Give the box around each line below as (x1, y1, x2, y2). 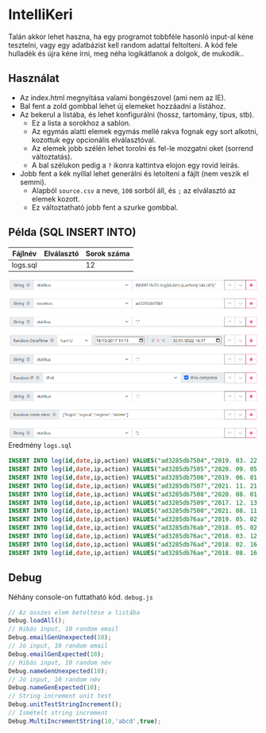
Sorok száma (86, 249, 130, 259)
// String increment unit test (8, 692, 112, 700)
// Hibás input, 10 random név (8, 658, 112, 666)
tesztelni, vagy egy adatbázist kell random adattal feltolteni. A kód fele (8, 40, 238, 49)
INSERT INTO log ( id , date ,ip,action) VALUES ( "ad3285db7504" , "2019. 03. (8, 457, 247, 465)
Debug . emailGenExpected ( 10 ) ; (8, 650, 105, 658)
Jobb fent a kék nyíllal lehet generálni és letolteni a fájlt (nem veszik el (19, 168, 249, 178)
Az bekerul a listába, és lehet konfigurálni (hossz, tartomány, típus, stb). (19, 110, 255, 119)
